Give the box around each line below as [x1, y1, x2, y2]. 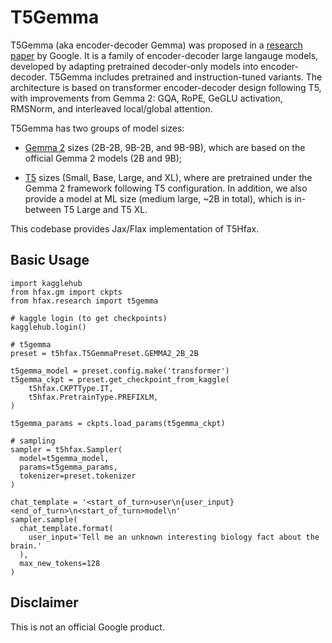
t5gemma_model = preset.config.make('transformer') [10, 366, 230, 376]
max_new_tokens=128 [19, 558, 101, 568]
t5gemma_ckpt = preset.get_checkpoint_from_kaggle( [10, 374, 230, 385]
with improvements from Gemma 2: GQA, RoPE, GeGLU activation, [10, 92, 283, 104]
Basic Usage [10, 252, 90, 269]
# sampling [10, 436, 56, 446]
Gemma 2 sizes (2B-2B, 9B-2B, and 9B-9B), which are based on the [24, 141, 306, 153]
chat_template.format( [19, 523, 114, 533]
